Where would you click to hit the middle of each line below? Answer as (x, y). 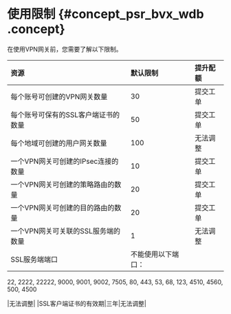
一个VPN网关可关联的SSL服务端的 (65, 231)
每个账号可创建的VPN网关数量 (59, 96)
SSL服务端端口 (34, 259)
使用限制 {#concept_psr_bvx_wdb (106, 14)
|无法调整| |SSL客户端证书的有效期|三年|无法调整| (77, 303)
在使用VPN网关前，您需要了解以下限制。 (65, 49)
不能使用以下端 (155, 254)
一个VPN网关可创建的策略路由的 (63, 185)
